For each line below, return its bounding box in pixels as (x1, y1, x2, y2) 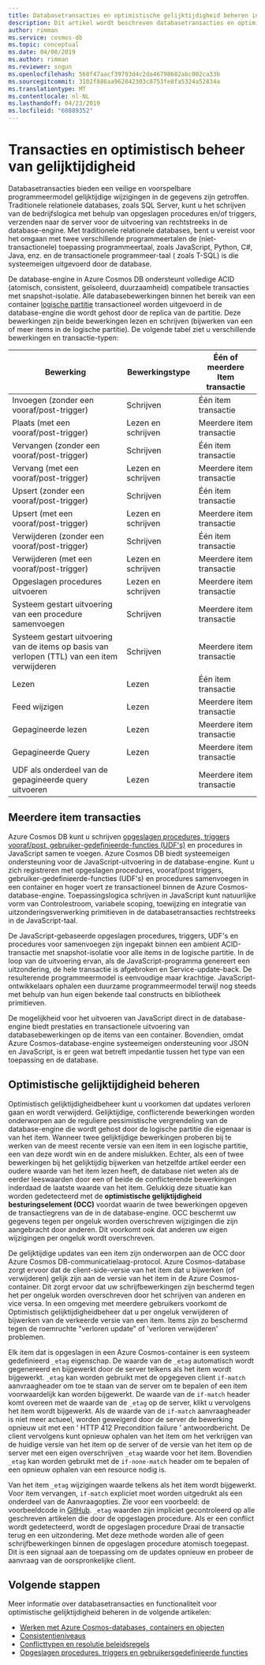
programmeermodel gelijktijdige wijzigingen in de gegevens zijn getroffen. (8, 192, 250, 201)
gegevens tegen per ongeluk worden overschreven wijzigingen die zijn (8, 1216, 238, 1226)
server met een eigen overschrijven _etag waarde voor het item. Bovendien (8, 1448, 252, 1458)
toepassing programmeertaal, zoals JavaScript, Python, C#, (58, 242, 253, 252)
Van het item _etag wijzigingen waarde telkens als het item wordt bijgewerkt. (8, 1480, 257, 1489)
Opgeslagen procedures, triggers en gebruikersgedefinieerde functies (19, 1648, 248, 1657)
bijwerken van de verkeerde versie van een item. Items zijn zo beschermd (8, 1315, 248, 1325)
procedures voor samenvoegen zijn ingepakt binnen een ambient (8, 939, 220, 949)
